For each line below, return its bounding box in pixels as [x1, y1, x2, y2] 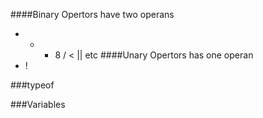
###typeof [10, 79, 55, 91]
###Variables [10, 99, 66, 110]
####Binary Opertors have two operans [10, 9, 175, 20]
